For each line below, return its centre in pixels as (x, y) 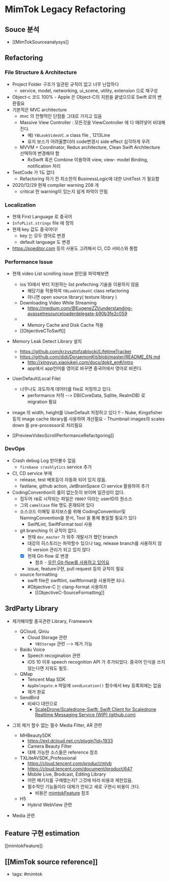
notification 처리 (44, 166)
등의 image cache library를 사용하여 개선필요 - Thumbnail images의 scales (88, 419)
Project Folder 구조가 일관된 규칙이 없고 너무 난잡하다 (65, 84)
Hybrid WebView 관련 (50, 805)
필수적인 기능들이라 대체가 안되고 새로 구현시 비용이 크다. (84, 787)
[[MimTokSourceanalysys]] (40, 42)
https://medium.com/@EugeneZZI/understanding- (80, 308)
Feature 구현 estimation (42, 833)
